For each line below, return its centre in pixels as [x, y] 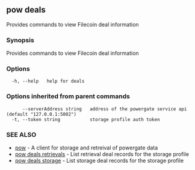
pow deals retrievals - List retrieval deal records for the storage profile [102, 154]
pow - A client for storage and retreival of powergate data [86, 148]
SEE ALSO [21, 134]
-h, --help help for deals [48, 81]
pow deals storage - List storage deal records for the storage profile [99, 160]
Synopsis [20, 40]
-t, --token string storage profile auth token [86, 119]
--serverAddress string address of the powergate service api [104, 109]
